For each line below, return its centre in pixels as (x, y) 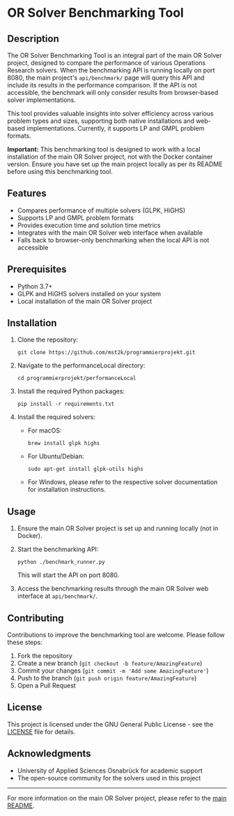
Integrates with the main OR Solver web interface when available (110, 233)
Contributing (36, 618)
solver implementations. (42, 100)
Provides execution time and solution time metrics (89, 225)
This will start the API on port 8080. (68, 575)
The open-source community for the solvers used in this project (109, 778)
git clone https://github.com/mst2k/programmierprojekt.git (106, 353)
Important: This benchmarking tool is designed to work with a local (104, 149)
